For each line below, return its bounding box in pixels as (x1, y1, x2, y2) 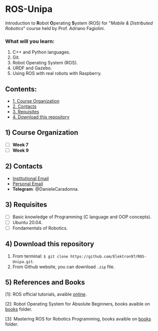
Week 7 (12, 141, 28, 148)
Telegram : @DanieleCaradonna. (12, 186, 79, 192)
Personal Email (12, 181, 43, 187)
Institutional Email (12, 175, 49, 181)
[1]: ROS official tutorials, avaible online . (5, 291, 87, 298)
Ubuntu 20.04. (12, 219, 42, 225)
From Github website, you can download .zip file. (12, 264, 115, 270)
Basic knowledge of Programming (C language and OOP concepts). (12, 214, 151, 220)
